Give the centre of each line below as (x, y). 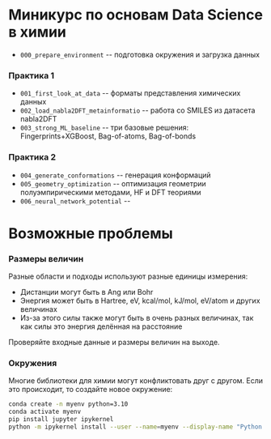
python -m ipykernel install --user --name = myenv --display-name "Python (135, 427)
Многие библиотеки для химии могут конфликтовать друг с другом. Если (136, 381)
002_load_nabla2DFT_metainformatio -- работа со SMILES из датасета (138, 110)
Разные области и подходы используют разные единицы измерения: (128, 276)
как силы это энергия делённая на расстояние (101, 326)
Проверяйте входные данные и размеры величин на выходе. (114, 343)
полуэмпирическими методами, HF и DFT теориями (110, 192)
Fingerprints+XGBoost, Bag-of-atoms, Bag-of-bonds (108, 136)
